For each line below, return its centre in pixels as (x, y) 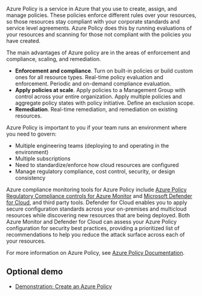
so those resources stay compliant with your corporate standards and (93, 21)
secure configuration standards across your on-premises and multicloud (96, 209)
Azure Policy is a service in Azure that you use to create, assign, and (92, 9)
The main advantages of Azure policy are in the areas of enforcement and (98, 53)
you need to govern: (31, 134)
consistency (30, 178)
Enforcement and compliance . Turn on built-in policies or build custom (104, 71)
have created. (24, 41)
